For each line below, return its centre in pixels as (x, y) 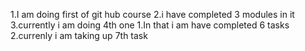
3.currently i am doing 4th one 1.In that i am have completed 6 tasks (150, 25)
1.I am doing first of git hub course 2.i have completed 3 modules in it (152, 14)
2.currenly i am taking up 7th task (79, 35)
